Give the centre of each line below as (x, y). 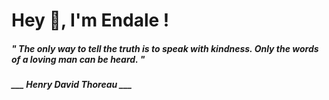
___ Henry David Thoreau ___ (72, 85)
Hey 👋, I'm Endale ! (90, 20)
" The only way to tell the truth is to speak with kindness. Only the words (165, 48)
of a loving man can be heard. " (78, 59)
